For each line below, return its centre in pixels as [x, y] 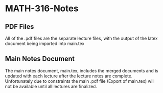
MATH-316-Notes [42, 9]
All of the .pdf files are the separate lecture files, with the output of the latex [81, 38]
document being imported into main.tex [45, 44]
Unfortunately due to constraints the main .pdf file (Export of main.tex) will [80, 81]
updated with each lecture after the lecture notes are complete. [69, 76]
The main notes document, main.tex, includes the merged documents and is [82, 70]
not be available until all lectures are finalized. [51, 86]
